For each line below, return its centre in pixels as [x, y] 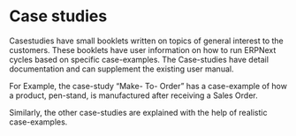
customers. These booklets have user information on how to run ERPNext [143, 49]
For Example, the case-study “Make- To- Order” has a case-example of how [148, 86]
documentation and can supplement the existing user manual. [121, 69]
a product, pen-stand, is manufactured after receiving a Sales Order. [133, 95]
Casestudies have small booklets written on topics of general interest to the [147, 41]
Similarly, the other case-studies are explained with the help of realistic [138, 112]
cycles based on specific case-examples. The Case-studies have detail [139, 59]
